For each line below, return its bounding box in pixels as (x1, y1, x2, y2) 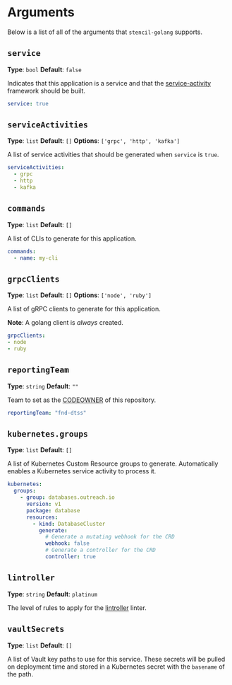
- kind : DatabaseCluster (32, 520, 106, 527)
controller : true (44, 553, 97, 560)
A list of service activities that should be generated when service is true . (7, 150, 219, 159)
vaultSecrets (7, 624, 65, 634)
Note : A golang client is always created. (7, 318, 123, 327)
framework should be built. (7, 86, 86, 95)
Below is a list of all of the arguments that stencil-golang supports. (7, 28, 203, 36)
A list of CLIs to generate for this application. (7, 234, 138, 243)
